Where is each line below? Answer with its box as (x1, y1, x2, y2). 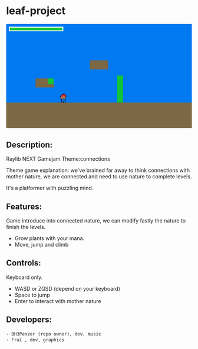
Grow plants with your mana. (14, 235, 85, 242)
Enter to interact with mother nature (14, 297, 101, 304)
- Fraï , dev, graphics (6, 337, 65, 343)
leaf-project (6, 4, 66, 18)
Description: (6, 139, 53, 149)
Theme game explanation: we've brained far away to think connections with (6, 167, 190, 174)
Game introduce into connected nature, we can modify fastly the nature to (6, 217, 186, 224)
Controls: (6, 258, 41, 268)
